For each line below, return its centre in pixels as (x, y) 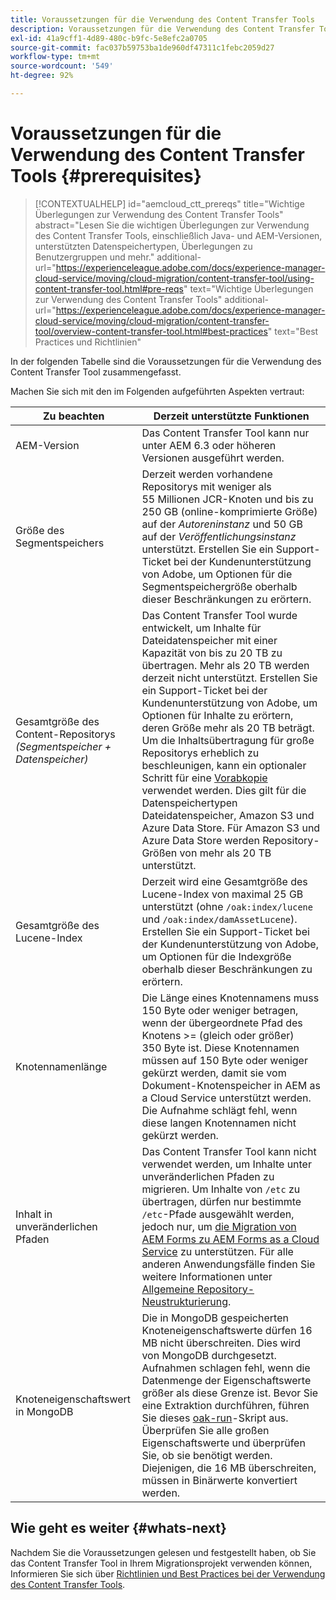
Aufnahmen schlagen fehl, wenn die (226, 1368)
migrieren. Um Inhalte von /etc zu (221, 1189)
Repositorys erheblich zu (200, 753)
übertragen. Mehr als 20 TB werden (225, 665)
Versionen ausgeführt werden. (213, 458)
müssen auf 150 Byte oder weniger (224, 1060)
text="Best (296, 331)
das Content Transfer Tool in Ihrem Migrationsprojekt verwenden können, (161, 1563)
